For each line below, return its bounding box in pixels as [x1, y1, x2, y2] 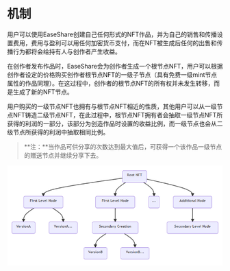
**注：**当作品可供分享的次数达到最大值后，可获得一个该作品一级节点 [23, 142, 222, 151]
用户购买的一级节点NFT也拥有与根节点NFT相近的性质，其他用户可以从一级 [7, 102, 217, 110]
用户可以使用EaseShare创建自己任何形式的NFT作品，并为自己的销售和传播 [7, 30, 217, 38]
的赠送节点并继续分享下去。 [23, 151, 103, 159]
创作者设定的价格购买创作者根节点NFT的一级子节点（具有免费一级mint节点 [7, 70, 218, 79]
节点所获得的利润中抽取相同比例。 [12, 128, 110, 136]
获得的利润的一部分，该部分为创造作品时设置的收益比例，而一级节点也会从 [7, 119, 217, 128]
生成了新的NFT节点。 [12, 87, 73, 96]
